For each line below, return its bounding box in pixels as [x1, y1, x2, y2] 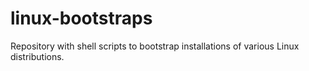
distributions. [10, 50, 65, 62]
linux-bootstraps [10, 7, 153, 30]
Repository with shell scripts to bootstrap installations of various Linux [10, 40, 300, 52]
